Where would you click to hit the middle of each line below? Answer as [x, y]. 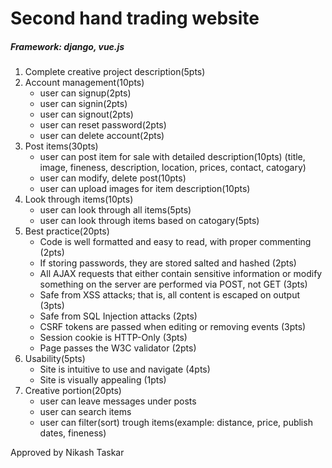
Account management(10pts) [84, 83]
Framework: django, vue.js [67, 46]
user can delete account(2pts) [102, 136]
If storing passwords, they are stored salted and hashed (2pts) [168, 263]
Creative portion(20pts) [73, 391]
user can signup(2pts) [85, 93]
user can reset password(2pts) [103, 125]
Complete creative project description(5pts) [115, 72]
